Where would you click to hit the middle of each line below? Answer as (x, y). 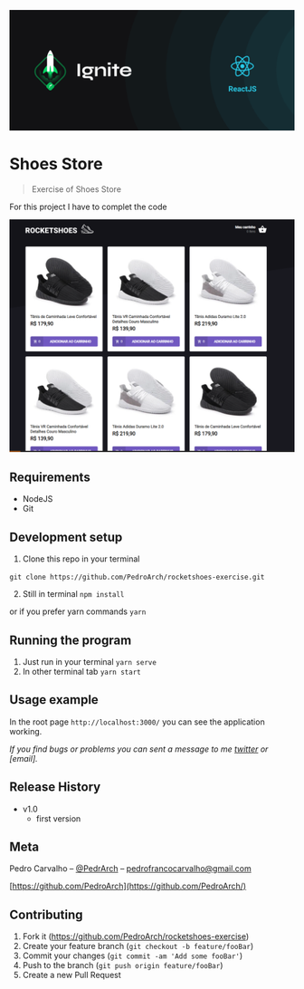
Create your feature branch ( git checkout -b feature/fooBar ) (138, 946)
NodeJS (38, 499)
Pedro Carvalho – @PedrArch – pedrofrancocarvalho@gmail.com (130, 869)
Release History (55, 787)
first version (58, 818)
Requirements (50, 477)
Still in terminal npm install (73, 594)
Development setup (66, 537)
